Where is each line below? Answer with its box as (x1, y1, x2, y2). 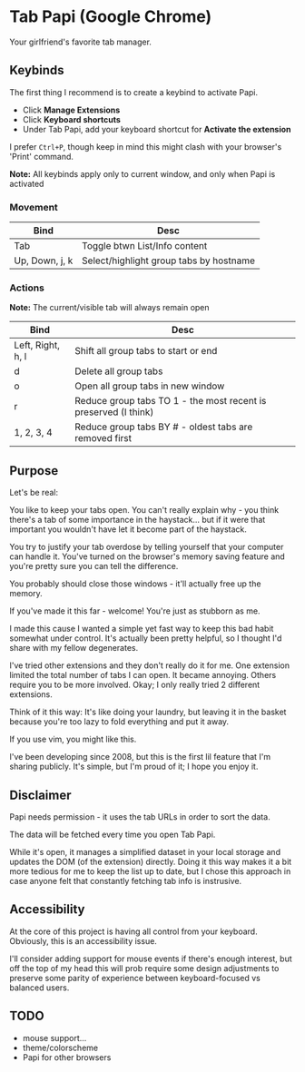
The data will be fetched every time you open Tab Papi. (9, 829, 216, 840)
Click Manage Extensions (22, 104, 121, 115)
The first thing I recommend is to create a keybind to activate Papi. (9, 86, 259, 97)
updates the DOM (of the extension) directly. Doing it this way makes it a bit (9, 856, 292, 867)
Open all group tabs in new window (74, 379, 225, 392)
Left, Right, (14, 339, 61, 351)
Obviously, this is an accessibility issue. (9, 935, 157, 946)
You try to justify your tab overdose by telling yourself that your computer (9, 542, 284, 553)
